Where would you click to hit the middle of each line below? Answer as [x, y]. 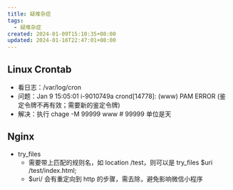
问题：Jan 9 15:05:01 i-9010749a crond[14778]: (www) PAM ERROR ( [119, 96]
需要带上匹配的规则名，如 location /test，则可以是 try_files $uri [120, 162]
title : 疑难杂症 [29, 14]
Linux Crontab [40, 69]
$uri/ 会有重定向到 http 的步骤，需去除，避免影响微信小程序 [115, 179]
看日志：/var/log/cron [50, 87]
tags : [15, 21]
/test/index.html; [52, 170]
